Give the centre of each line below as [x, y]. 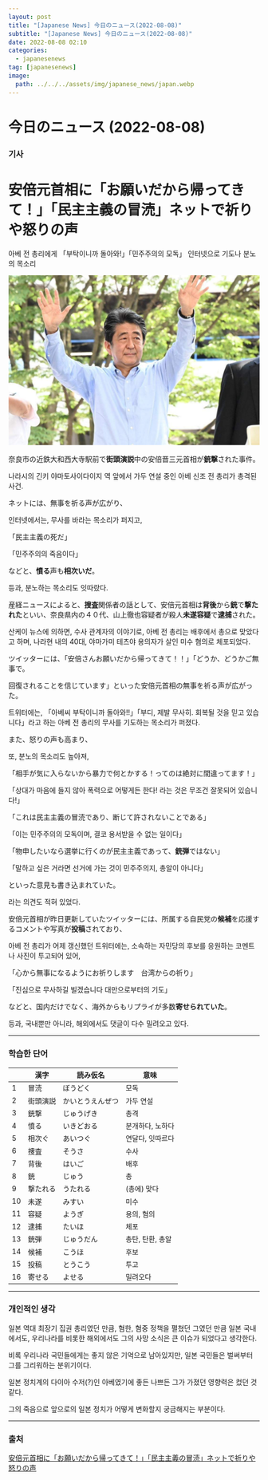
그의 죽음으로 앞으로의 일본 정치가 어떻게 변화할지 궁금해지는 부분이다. [117, 1409]
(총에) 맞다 [142, 1189]
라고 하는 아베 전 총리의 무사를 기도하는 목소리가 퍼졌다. [114, 723]
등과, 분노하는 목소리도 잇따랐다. [59, 588]
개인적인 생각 [32, 1309]
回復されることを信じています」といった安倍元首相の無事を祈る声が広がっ [130, 685]
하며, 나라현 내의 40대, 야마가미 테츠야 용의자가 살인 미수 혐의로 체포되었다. [134, 641]
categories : [28, 51]
